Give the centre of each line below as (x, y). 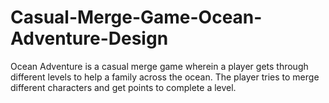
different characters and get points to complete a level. (123, 87)
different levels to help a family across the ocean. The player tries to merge (165, 77)
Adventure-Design (89, 38)
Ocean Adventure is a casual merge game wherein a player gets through (159, 66)
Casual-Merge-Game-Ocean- (136, 17)
